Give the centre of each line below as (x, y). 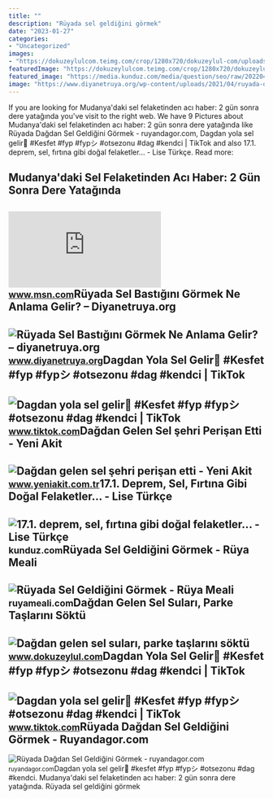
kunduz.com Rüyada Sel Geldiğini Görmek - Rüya (129, 550)
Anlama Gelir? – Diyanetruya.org (92, 307)
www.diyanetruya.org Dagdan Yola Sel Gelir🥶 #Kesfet (136, 360)
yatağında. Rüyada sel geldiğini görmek (74, 787)
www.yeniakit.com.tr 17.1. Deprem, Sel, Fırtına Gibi (128, 484)
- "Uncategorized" (39, 46)
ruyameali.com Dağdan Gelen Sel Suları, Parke (121, 603)
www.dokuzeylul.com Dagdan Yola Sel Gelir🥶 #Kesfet (136, 656)
